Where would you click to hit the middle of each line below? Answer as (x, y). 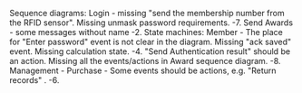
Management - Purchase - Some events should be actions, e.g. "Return (143, 70)
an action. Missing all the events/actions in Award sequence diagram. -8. (145, 61)
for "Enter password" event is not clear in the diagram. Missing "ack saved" (151, 42)
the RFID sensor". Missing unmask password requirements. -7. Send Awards (151, 23)
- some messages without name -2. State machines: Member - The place (146, 32)
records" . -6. (34, 80)
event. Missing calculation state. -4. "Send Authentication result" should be (150, 51)
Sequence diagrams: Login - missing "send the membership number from (147, 13)
